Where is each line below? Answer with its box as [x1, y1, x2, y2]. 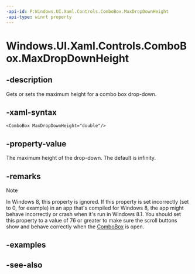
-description [6, 75, 53, 85]
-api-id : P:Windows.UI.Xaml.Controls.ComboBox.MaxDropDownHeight [6, 8, 169, 15]
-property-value [6, 139, 67, 149]
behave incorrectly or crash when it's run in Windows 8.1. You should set [6, 210, 182, 217]
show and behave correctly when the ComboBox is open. [6, 223, 145, 230]
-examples [6, 240, 46, 250]
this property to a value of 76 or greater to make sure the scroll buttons [6, 217, 177, 224]
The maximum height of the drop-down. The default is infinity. [6, 155, 156, 162]
